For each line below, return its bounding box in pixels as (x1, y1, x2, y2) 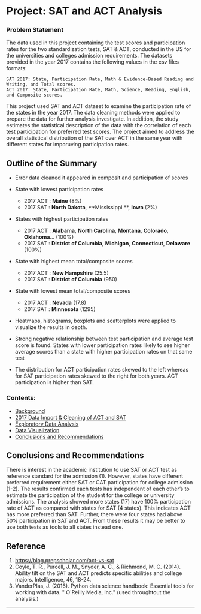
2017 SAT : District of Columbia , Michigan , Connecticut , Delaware (23, 240, 190, 247)
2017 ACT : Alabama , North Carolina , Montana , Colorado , (23, 227, 169, 235)
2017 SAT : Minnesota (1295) (23, 305, 96, 313)
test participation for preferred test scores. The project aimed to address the (6, 128, 194, 136)
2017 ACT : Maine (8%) (23, 197, 82, 205)
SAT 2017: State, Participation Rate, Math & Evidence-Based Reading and (6, 76, 194, 82)
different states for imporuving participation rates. (6, 141, 129, 148)
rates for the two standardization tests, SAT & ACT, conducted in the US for (6, 46, 191, 53)
